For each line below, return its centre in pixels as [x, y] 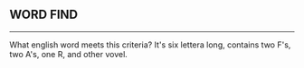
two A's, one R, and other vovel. [69, 54]
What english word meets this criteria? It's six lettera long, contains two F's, [150, 45]
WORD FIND [44, 15]
